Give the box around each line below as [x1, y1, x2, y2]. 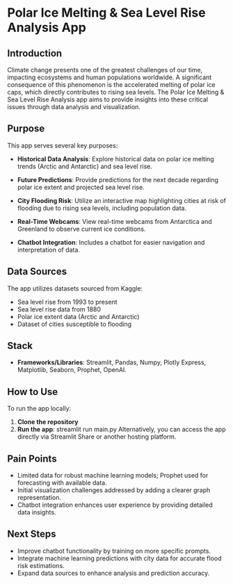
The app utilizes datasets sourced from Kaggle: [7, 284, 143, 293]
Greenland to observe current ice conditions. [17, 225, 146, 233]
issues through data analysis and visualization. [7, 103, 141, 111]
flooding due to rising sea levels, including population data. [17, 204, 186, 212]
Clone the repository [17, 418, 79, 426]
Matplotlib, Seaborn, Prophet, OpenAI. [17, 366, 127, 374]
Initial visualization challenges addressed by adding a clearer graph [17, 486, 211, 494]
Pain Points [7, 453, 57, 464]
